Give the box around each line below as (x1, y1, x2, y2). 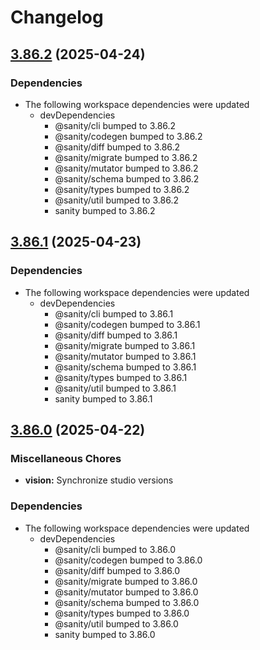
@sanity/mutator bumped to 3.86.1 (54, 350, 197, 362)
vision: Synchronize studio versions (24, 474, 174, 486)
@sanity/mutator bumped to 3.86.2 (54, 162, 199, 174)
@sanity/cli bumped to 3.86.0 (54, 543, 177, 555)
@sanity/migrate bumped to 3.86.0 (54, 575, 198, 587)
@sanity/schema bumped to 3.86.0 (54, 596, 200, 608)
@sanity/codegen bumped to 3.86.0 (54, 554, 203, 566)
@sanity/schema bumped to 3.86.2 (54, 172, 200, 185)
